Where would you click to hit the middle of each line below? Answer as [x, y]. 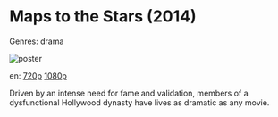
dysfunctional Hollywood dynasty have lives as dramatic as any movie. [139, 102]
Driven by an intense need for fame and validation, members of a [129, 93]
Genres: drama [37, 41]
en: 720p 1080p [38, 75]
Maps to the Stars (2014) [103, 17]
